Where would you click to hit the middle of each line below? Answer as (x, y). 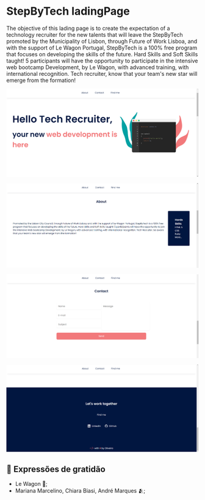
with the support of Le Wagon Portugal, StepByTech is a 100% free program (102, 48)
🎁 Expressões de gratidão (56, 469)
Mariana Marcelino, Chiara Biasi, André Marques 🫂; (80, 491)
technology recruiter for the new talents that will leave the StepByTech (95, 34)
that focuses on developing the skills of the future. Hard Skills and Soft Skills (102, 54)
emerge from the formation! (41, 80)
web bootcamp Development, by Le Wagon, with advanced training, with (98, 67)
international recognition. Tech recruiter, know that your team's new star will (102, 73)
